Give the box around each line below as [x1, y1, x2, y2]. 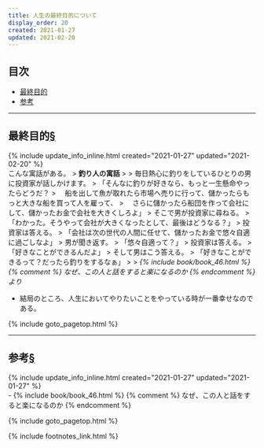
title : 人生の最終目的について [8, 11, 97, 20]
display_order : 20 [8, 19, 68, 27]
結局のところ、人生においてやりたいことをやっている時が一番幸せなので [19, 293, 254, 303]
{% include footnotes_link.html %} [8, 431, 119, 441]
